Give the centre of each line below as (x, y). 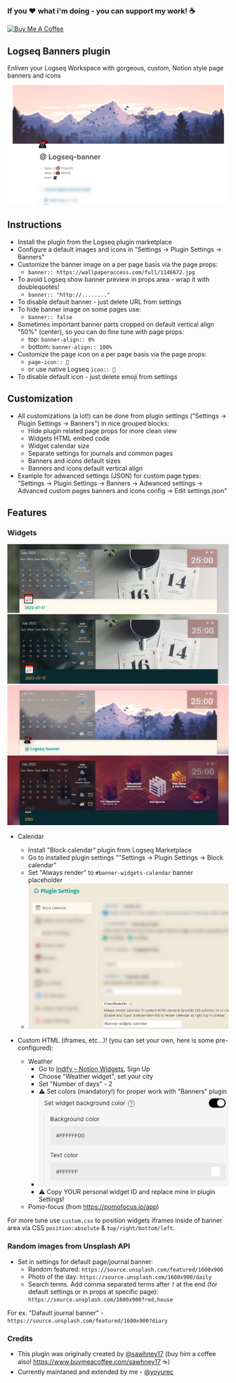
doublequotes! (38, 287)
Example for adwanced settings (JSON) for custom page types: (109, 476)
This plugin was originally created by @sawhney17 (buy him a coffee (117, 1353)
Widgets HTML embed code (69, 438)
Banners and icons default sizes (74, 461)
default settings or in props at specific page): (93, 1291)
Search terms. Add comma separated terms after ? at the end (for (123, 1284)
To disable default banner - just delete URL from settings (100, 302)
